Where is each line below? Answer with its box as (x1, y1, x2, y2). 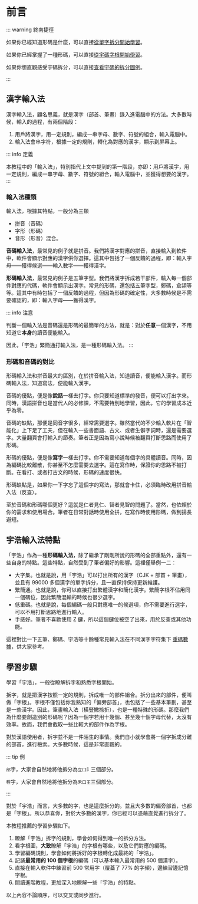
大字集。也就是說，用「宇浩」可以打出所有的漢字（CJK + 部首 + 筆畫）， (14, 571, 190, 578)
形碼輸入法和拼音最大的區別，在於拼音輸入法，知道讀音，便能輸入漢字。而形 (6, 372, 192, 379)
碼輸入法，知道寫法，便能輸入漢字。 (6, 380, 94, 387)
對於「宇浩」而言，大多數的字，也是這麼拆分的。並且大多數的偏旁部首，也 (6, 802, 187, 809)
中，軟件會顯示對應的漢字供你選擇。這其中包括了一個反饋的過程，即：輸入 (6, 255, 187, 262)
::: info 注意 (6, 309, 34, 316)
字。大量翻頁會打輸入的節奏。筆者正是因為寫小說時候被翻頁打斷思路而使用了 (6, 434, 192, 441)
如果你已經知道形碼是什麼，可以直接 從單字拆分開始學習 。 (6, 38, 146, 45)
